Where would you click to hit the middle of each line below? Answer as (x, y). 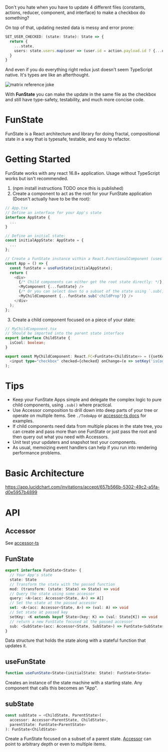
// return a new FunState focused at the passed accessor (71, 621)
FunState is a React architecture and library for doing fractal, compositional (82, 134)
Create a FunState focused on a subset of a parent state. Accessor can (78, 739)
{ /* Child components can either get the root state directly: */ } (90, 282)
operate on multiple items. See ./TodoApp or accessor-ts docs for (79, 416)
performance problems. (37, 453)
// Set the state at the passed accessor (53, 603)
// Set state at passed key (39, 612)
